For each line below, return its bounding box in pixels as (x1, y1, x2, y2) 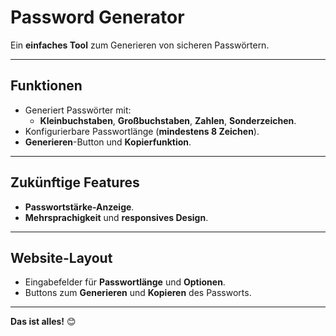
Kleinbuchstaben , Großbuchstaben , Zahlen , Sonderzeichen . (39, 114, 297, 126)
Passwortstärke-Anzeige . (24, 201, 135, 213)
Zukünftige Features (10, 174, 140, 191)
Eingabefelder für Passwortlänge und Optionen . (24, 276, 226, 288)
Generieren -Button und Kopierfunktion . (24, 136, 192, 148)
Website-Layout (10, 249, 113, 266)
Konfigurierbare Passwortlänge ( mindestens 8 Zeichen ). (24, 125, 260, 137)
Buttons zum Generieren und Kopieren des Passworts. (24, 287, 252, 299)
